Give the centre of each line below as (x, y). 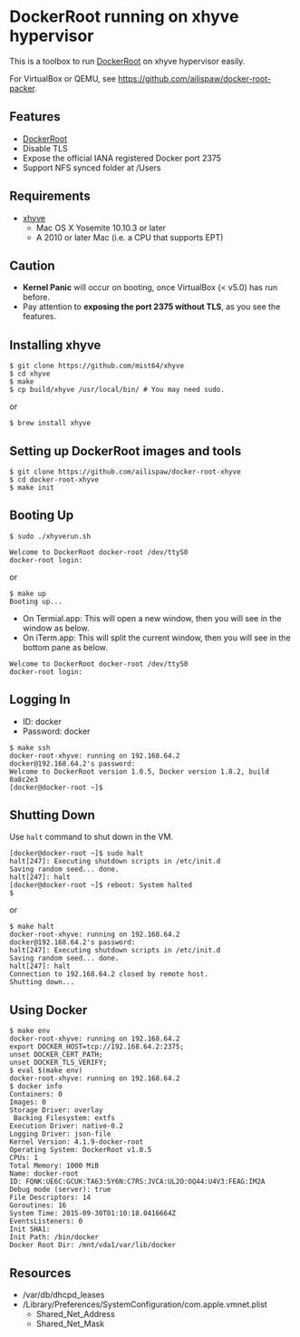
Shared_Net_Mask (70, 1324)
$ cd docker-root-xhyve (54, 480)
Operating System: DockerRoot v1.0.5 (81, 1150)
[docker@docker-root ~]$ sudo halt (77, 854)
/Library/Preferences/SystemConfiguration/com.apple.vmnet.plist (145, 1304)
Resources (40, 1273)
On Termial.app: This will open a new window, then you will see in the (152, 618)
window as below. (56, 628)
